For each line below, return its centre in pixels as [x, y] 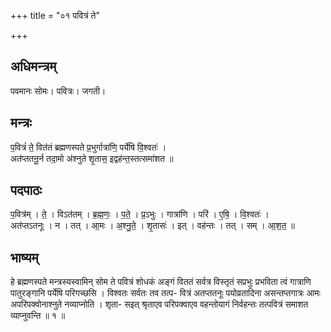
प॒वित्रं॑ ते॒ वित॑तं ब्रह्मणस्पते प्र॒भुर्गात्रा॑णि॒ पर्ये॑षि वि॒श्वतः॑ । [88, 147]
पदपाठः [26, 190]
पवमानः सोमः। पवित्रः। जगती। [58, 91]
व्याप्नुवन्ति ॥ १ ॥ [38, 316]
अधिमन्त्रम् [33, 66]
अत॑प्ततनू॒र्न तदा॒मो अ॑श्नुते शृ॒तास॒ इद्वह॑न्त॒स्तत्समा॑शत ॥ [92, 158]
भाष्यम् [24, 257]
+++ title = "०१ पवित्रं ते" [55, 15]
